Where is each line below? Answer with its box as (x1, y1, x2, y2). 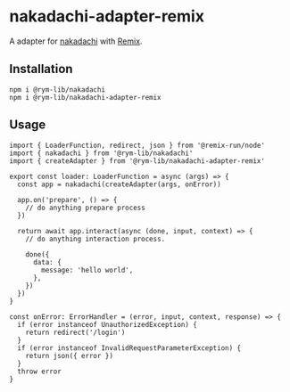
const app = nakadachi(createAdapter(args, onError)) (17, 180, 221, 189)
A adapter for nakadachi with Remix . (9, 36, 143, 46)
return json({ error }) (25, 351, 114, 360)
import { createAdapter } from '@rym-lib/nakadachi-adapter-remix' (9, 156, 266, 166)
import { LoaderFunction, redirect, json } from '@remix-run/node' (9, 141, 266, 150)
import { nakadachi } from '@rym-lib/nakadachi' (9, 149, 194, 158)
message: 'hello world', (41, 265, 134, 274)
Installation (9, 61, 73, 77)
